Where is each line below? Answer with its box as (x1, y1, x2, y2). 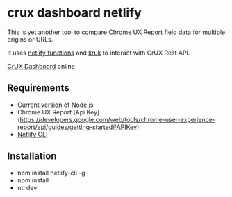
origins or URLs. (7, 35, 53, 43)
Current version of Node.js (17, 101, 94, 109)
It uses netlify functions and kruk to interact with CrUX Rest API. (7, 49, 190, 57)
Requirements (7, 82, 69, 94)
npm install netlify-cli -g (17, 169, 85, 177)
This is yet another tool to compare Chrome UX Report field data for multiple (7, 28, 226, 36)
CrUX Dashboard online (7, 62, 75, 70)
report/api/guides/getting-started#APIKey (17, 123, 138, 131)
